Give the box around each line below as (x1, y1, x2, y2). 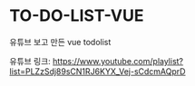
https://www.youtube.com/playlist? (53, 55, 184, 66)
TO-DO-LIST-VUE (9, 5, 144, 26)
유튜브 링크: (9, 55, 52, 66)
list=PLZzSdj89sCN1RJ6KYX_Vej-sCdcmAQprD (9, 65, 186, 77)
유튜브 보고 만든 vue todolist (9, 36, 112, 47)
